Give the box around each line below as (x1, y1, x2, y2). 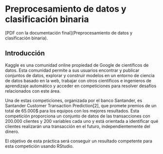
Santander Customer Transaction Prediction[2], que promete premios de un (5, 102, 157, 108)
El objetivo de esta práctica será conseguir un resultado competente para (5, 138, 152, 144)
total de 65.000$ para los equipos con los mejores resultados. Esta (5, 108, 140, 114)
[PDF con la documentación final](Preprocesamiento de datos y (5, 30, 133, 36)
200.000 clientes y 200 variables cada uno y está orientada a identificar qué (5, 118, 159, 124)
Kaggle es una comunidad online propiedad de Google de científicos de (5, 62, 149, 68)
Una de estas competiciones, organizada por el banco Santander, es (5, 97, 143, 103)
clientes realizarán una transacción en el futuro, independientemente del (5, 123, 150, 129)
